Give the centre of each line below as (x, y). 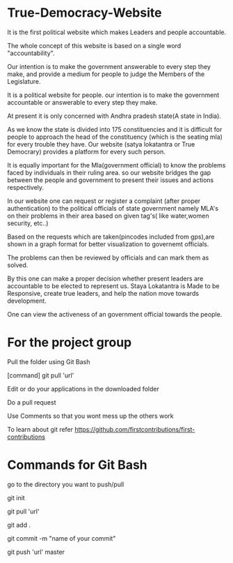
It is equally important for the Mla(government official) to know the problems (116, 165)
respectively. (25, 187)
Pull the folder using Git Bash (49, 361)
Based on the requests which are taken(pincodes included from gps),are (111, 237)
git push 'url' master (36, 552)
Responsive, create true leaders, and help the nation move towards (103, 293)
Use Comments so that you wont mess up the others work (90, 416)
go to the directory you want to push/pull (66, 484)
